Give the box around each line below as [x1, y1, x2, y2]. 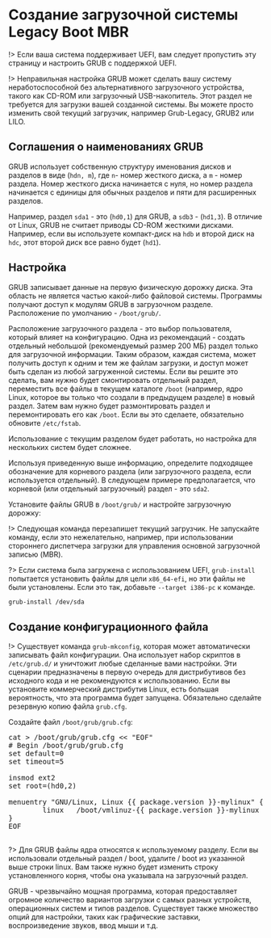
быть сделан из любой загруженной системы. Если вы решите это [8, 366, 239, 376]
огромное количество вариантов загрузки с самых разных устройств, [8, 895, 252, 905]
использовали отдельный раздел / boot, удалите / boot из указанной [8, 854, 245, 864]
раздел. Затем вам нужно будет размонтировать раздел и [8, 401, 211, 410]
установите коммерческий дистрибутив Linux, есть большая [8, 684, 219, 694]
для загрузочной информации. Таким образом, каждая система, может [8, 349, 256, 359]
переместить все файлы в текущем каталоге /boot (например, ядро [8, 384, 244, 393]
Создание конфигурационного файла [8, 620, 209, 633]
